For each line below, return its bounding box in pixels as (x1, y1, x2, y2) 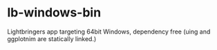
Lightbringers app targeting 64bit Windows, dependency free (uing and (7, 27, 211, 36)
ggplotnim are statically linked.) (7, 34, 97, 42)
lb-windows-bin (7, 5, 102, 21)
